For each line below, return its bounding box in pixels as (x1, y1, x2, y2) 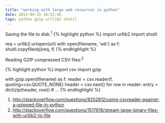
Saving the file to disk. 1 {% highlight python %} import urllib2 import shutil (5, 30, 157, 37)
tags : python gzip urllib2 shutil (5, 16, 77, 21)
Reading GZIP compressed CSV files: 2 (5, 56, 84, 62)
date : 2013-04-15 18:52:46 (5, 12, 61, 17)
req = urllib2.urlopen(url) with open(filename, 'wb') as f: (5, 41, 120, 47)
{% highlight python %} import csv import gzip (5, 66, 101, 72)
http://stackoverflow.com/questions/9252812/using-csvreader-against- (12, 96, 160, 102)
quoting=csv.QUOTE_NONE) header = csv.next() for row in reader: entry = (5, 81, 158, 87)
